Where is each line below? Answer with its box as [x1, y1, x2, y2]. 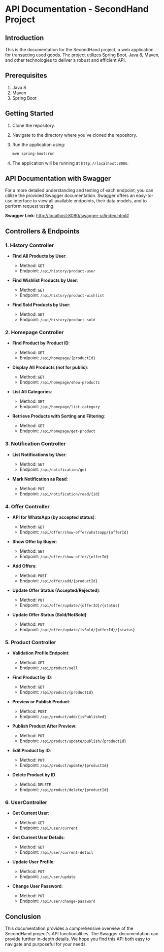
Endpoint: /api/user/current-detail [19, 849, 94, 855]
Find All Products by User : [12, 253, 67, 259]
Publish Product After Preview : [12, 723, 77, 729]
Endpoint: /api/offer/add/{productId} [19, 577, 98, 583]
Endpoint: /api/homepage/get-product [19, 428, 96, 434]
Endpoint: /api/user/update [19, 874, 76, 879]
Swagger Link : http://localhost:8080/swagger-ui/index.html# [5, 213, 129, 219]
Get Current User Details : [12, 835, 65, 840]
